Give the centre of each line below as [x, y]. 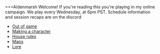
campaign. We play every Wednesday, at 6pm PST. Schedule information [78, 12]
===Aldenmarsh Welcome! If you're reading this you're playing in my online [80, 7]
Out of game [24, 26]
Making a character [31, 31]
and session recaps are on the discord [43, 17]
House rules [24, 36]
